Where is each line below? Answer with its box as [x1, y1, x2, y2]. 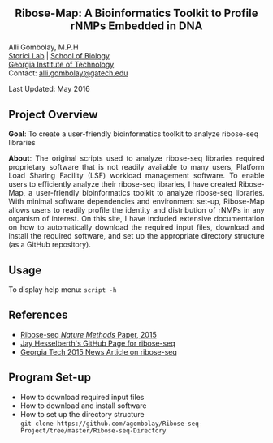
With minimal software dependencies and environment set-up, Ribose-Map [8, 196, 265, 206]
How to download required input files [19, 392, 145, 402]
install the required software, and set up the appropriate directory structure [8, 231, 265, 241]
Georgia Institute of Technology [8, 60, 115, 70]
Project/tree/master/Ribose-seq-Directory [19, 426, 167, 435]
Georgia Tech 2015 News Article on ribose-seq [19, 346, 177, 356]
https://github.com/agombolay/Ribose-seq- [56, 419, 203, 428]
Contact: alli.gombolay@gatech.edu [8, 68, 128, 78]
